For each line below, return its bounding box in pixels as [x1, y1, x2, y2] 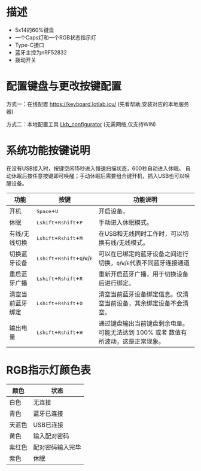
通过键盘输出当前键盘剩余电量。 [98, 319, 188, 327]
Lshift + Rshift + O [36, 299, 83, 307]
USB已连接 [33, 420, 64, 429]
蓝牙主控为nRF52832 [14, 48, 68, 56]
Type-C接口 [14, 41, 45, 48]
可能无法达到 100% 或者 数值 [98, 328, 181, 336]
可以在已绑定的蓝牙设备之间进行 [98, 250, 188, 258]
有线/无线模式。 [104, 238, 149, 247]
